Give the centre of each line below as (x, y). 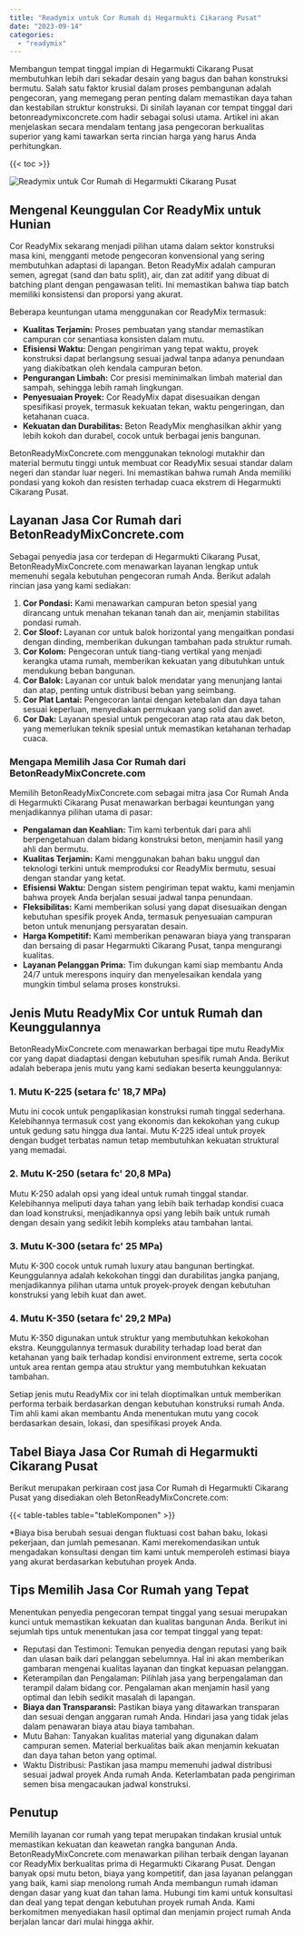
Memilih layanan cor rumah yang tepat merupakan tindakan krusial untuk (146, 1834)
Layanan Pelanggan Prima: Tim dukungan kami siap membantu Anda (153, 965)
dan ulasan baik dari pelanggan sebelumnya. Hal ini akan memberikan (153, 1658)
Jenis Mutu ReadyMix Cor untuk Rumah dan (136, 1013)
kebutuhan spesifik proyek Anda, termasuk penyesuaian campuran (147, 917)
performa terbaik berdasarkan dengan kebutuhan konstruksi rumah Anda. (147, 1404)
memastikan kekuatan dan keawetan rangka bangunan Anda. (123, 1844)
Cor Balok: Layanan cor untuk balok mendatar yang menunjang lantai (152, 680)
